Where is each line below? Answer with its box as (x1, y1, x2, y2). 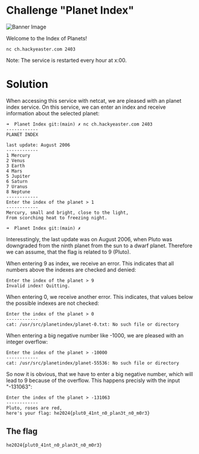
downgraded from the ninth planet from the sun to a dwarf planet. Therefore (6, 242, 193, 249)
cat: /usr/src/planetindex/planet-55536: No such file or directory (6, 360, 179, 366)
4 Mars (6, 168, 23, 174)
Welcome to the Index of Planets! (6, 34, 87, 42)
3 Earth (6, 163, 26, 169)
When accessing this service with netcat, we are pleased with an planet (6, 97, 182, 104)
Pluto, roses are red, (6, 405, 62, 411)
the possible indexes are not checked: (6, 299, 99, 307)
